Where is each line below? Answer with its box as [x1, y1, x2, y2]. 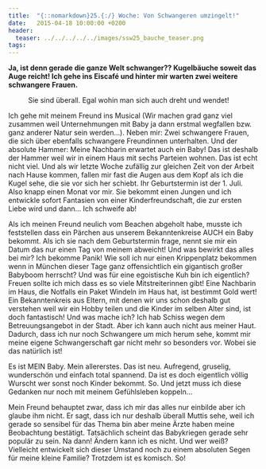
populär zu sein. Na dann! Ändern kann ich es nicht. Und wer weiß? [8, 436, 229, 446]
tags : [8, 41, 26, 49]
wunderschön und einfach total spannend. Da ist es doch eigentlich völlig [8, 370, 249, 380]
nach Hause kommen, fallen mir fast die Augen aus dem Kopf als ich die [8, 170, 244, 180]
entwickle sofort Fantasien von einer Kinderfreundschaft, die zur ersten [8, 196, 242, 205]
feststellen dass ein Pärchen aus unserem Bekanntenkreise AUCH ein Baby [8, 228, 254, 237]
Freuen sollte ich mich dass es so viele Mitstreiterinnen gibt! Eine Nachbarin [8, 279, 256, 288]
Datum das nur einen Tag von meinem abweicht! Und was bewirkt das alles [8, 244, 254, 255]
